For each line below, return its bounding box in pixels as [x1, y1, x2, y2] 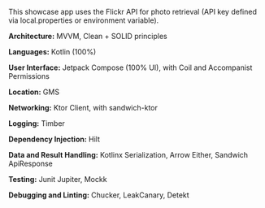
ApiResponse [8, 158, 53, 168]
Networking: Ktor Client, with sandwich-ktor [8, 103, 159, 112]
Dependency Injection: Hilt [8, 134, 100, 144]
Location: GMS [8, 87, 59, 97]
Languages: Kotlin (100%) [8, 47, 97, 56]
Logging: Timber [8, 119, 65, 128]
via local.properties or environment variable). [8, 15, 159, 25]
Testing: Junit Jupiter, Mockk [8, 175, 107, 184]
